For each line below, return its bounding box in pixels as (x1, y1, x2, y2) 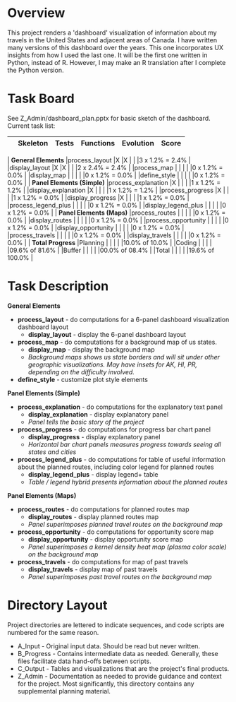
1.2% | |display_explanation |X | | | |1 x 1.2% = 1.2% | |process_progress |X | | (7, 186, 230, 194)
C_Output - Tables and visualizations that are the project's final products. (17, 664, 230, 672)
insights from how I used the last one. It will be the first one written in (7, 51, 208, 59)
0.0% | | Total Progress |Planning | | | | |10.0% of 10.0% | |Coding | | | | (7, 238, 213, 246)
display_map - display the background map (27, 345, 155, 354)
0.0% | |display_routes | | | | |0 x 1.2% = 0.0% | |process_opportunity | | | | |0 (7, 215, 229, 224)
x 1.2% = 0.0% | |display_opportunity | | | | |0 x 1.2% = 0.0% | (7, 223, 185, 232)
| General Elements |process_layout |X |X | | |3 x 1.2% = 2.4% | (7, 155, 192, 164)
